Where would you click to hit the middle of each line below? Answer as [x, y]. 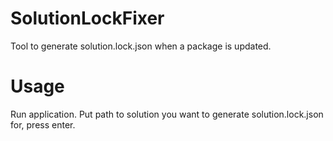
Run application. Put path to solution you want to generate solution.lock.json [167, 114]
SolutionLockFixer [87, 18]
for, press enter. [43, 124]
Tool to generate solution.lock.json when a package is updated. [141, 46]
